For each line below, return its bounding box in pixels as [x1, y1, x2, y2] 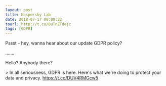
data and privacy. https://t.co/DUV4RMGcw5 [5, 75, 99, 81]
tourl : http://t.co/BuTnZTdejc [5, 21, 71, 27]
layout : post [5, 7, 33, 13]
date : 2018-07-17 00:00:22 [5, 17, 62, 22]
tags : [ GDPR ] [5, 26, 33, 31]
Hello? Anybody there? [5, 60, 53, 66]
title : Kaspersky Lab [5, 12, 51, 17]
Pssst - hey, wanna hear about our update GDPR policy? [5, 40, 122, 46]
